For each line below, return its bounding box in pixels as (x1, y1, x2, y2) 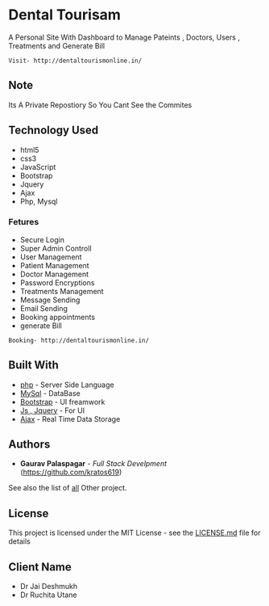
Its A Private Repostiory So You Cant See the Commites (8, 99, 192, 110)
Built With (8, 358, 59, 372)
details (8, 537, 31, 546)
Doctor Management (19, 269, 89, 279)
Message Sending (19, 295, 81, 305)
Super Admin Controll (19, 243, 92, 253)
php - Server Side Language (19, 380, 114, 389)
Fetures (8, 217, 39, 228)
